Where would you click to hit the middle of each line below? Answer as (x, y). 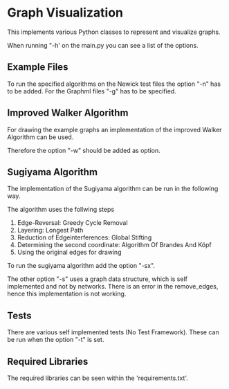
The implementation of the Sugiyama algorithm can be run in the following (113, 189)
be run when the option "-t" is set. (56, 340)
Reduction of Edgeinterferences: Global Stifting (84, 237)
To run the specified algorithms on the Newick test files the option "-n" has (114, 84)
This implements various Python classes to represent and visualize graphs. (114, 32)
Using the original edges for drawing (69, 252)
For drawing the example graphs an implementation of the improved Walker (115, 129)
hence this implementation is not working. (67, 294)
